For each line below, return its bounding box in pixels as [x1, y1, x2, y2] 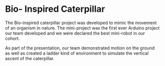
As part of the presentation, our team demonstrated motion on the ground [5, 45, 155, 51]
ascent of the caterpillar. [5, 55, 55, 61]
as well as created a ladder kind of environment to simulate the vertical [5, 50, 149, 56]
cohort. [5, 35, 20, 41]
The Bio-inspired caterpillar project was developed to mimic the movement [5, 20, 157, 26]
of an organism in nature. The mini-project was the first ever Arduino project [5, 25, 160, 31]
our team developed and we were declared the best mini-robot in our [5, 30, 145, 36]
